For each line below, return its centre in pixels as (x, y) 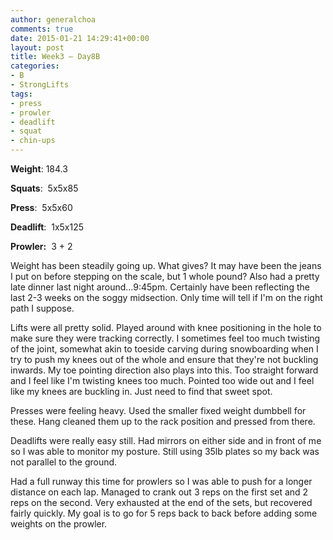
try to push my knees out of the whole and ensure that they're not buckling (164, 359)
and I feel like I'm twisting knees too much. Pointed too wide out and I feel (162, 380)
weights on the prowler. (59, 524)
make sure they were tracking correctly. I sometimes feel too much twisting (165, 338)
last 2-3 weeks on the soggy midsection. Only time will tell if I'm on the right (166, 297)
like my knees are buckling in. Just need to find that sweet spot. (141, 391)
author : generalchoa (53, 19)
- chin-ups (33, 141)
